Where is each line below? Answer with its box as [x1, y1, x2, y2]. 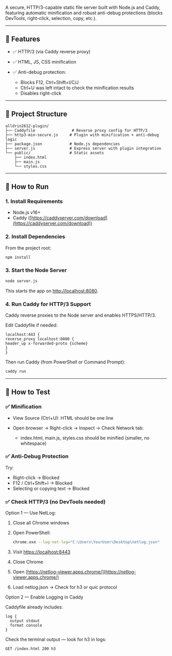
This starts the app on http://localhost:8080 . [5, 288, 99, 294]
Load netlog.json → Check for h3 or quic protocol [12, 584, 117, 590]
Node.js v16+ [12, 210, 41, 216]
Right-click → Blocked [12, 474, 60, 481]
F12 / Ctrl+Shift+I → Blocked [12, 480, 73, 486]
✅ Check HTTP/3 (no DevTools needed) [5, 498, 106, 505]
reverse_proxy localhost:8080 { [5, 336, 74, 341]
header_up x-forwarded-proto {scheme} [5, 341, 88, 346]
